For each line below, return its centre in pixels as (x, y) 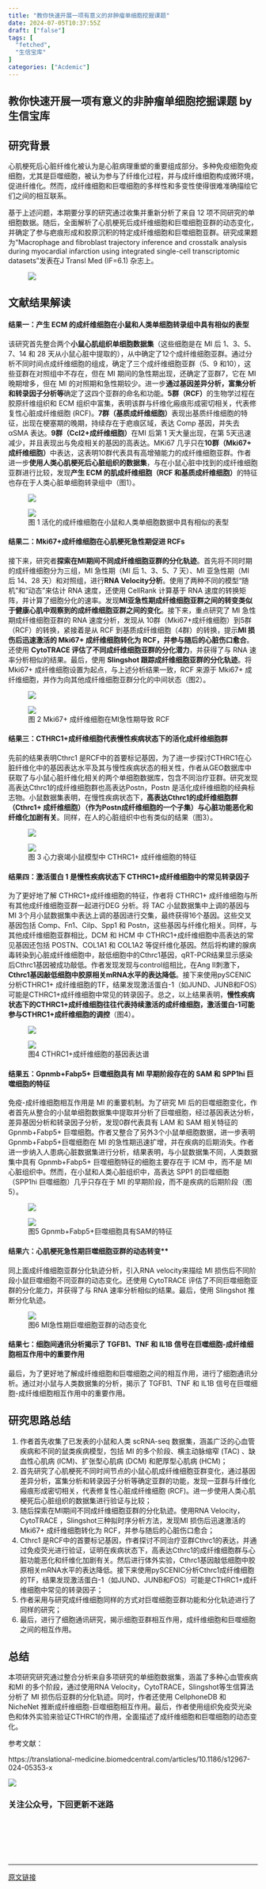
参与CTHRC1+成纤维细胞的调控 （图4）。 (74, 1014)
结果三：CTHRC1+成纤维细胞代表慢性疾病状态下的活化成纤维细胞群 (118, 738)
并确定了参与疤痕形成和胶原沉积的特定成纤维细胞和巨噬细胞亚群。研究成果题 (133, 232)
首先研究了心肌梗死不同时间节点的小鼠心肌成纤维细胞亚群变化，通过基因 (137, 1471)
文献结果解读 (40, 303)
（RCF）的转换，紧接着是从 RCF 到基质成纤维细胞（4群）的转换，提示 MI (127, 630)
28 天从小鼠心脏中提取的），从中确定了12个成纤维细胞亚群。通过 (141, 353)
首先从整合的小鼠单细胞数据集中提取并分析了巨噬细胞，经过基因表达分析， (136, 1112)
